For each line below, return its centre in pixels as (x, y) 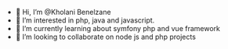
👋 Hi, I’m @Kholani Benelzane (63, 12)
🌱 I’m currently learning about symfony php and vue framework (118, 28)
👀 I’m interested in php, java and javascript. (85, 20)
